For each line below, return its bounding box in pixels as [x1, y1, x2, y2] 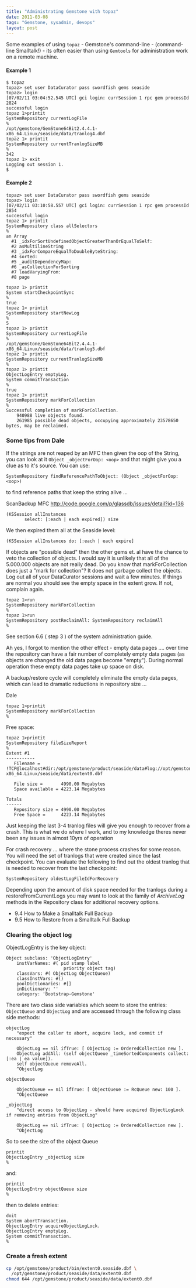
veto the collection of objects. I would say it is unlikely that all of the [6, 554, 169, 561]
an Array [6, 233, 27, 239]
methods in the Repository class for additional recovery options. [6, 898, 160, 905]
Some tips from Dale [6, 436, 65, 444]
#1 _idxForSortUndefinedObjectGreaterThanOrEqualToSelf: [11, 238, 153, 244]
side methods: [6, 1014, 41, 1021]
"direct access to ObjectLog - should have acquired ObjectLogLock [16, 1107, 184, 1113]
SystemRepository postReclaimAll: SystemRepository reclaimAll [6, 617, 163, 624]
